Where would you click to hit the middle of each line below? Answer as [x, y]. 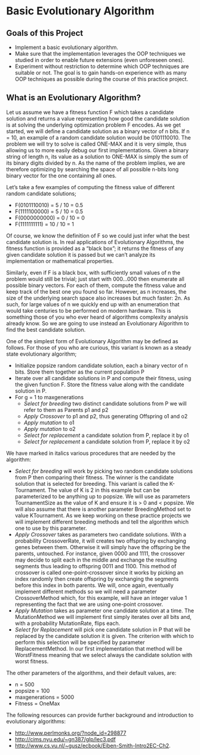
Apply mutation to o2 [50, 429]
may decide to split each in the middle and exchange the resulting [96, 560]
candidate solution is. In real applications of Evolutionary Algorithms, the [95, 242]
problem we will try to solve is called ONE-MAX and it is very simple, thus [96, 144]
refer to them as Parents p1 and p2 [66, 409]
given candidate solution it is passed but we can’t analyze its [81, 254]
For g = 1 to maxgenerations [49, 397]
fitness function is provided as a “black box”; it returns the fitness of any [95, 248]
